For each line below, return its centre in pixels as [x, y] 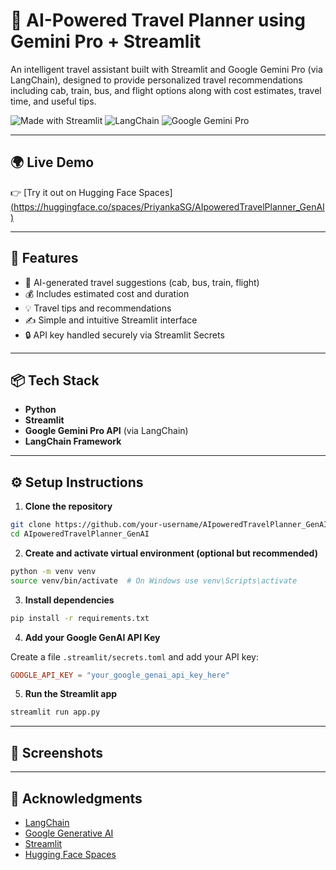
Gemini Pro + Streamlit [106, 41]
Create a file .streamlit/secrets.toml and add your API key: [134, 656]
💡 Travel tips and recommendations [98, 308]
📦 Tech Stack [55, 380]
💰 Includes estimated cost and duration [107, 293]
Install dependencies [69, 600]
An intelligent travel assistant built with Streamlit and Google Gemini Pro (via [166, 69]
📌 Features [44, 258]
